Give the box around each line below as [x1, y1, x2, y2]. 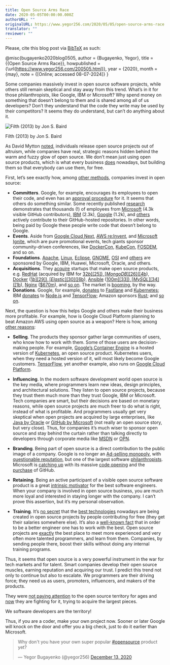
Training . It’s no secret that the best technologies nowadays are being [12, 508, 159, 514]
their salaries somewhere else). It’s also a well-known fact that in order [12, 519, 161, 525]
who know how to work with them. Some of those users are [12, 339, 138, 345]
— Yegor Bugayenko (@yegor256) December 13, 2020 [17, 654, 132, 660]
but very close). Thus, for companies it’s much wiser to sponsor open [12, 425, 158, 430]
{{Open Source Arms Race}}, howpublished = [5, 61, 100, 66]
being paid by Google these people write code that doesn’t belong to [12, 222, 157, 228]
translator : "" [5, 26, 38, 32]
